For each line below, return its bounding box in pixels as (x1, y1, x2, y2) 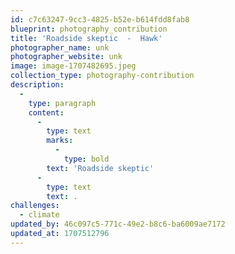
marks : (46, 136, 74, 146)
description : (10, 80, 65, 90)
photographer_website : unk (10, 52, 123, 62)
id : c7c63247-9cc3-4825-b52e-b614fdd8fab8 (10, 14, 190, 25)
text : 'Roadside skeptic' (46, 163, 155, 173)
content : (28, 107, 65, 118)
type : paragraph (28, 98, 97, 108)
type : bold (63, 154, 110, 164)
